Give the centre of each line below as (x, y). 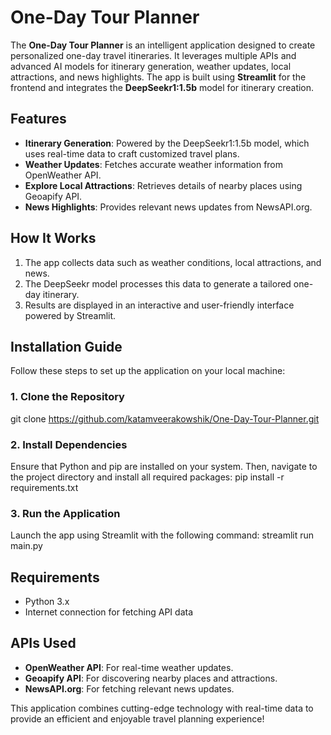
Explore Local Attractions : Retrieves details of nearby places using (163, 185)
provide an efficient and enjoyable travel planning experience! (137, 718)
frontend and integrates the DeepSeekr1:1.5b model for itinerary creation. (162, 87)
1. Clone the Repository (67, 397)
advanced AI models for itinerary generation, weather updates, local (151, 66)
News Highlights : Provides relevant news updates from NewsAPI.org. (168, 207)
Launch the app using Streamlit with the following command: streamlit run (162, 535)
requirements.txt (44, 487)
